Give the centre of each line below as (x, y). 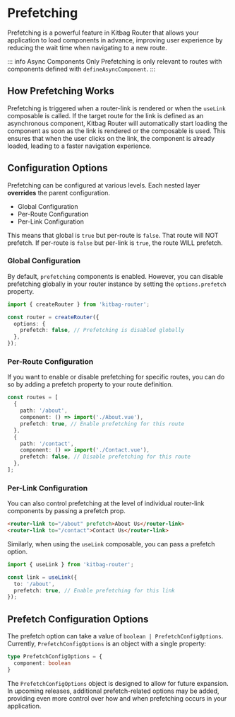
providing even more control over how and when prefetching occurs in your (117, 698)
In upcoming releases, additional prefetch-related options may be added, (114, 691)
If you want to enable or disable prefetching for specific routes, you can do (116, 377)
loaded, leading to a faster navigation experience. (79, 146)
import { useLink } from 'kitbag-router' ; (71, 564)
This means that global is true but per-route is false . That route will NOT (113, 235)
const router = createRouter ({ (53, 317)
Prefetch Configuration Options (78, 619)
